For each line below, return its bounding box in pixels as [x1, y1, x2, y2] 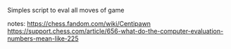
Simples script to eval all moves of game [7, 6, 125, 14]
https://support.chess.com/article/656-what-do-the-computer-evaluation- [7, 27, 224, 35]
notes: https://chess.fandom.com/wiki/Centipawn [7, 20, 151, 27]
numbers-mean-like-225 [7, 34, 79, 43]
